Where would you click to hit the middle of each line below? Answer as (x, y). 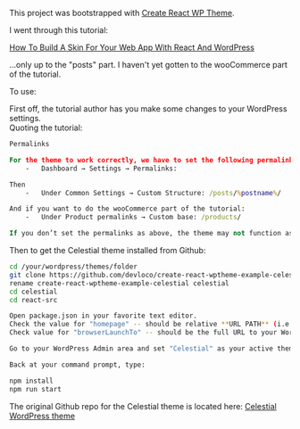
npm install (31, 381)
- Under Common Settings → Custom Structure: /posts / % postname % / (153, 193)
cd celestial (33, 292)
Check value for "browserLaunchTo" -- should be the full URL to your (143, 333)
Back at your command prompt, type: (77, 365)
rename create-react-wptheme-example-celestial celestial (119, 283)
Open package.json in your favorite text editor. (104, 316)
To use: (23, 91)
